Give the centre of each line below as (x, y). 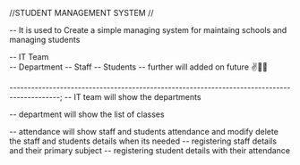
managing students (45, 40)
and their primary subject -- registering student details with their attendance (150, 150)
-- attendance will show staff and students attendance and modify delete (144, 132)
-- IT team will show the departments (133, 97)
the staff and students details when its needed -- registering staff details (143, 141)
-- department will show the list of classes (87, 114)
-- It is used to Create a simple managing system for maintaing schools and (148, 30)
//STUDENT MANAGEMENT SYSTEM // (81, 13)
